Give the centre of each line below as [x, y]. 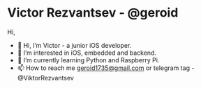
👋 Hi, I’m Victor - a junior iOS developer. [74, 45]
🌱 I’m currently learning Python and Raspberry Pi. [88, 60]
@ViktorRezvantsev [46, 78]
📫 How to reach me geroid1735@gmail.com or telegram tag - [106, 68]
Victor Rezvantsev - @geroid [93, 13]
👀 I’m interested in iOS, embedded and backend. [87, 53]
